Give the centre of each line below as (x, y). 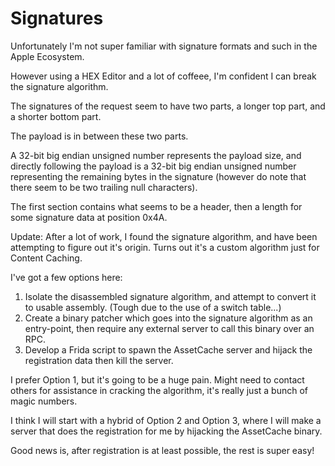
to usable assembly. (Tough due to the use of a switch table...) (153, 307)
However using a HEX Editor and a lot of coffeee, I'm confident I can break (163, 76)
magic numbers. (44, 401)
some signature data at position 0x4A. (89, 217)
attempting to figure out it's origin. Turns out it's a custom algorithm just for (165, 247)
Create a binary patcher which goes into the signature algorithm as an (168, 318)
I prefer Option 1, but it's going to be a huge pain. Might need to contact (157, 379)
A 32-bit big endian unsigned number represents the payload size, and (156, 155)
